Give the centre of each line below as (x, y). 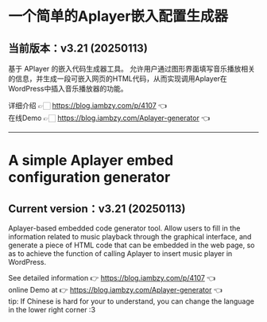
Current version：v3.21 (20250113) (97, 209)
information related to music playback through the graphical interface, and (130, 237)
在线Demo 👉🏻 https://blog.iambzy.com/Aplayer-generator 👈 (109, 118)
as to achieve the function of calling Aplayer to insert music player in (120, 254)
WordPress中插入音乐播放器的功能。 (68, 89)
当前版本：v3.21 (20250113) (78, 48)
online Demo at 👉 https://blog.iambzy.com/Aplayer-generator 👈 (115, 290)
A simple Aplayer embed (91, 161)
